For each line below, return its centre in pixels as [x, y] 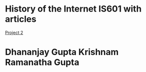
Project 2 [14, 32]
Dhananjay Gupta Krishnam [62, 52]
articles [21, 19]
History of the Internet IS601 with [73, 9]
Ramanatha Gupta [42, 63]
